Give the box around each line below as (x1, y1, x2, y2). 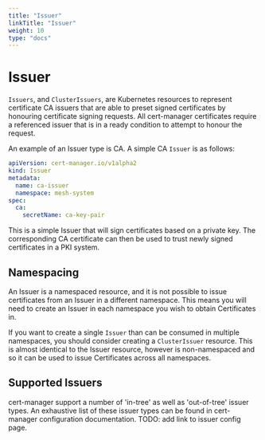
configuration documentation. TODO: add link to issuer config (39, 414, 241, 423)
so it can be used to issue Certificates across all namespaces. (8, 353, 212, 363)
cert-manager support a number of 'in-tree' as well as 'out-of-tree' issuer (8, 397, 249, 407)
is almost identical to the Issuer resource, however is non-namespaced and (8, 344, 255, 354)
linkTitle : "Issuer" (8, 19, 77, 27)
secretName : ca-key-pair (22, 211, 105, 219)
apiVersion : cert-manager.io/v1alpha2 (8, 159, 137, 167)
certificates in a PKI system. (8, 242, 100, 252)
